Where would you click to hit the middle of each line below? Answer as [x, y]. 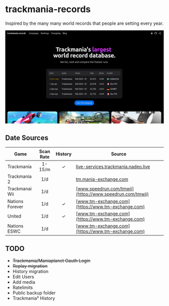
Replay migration [30, 266]
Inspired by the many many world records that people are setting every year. [84, 23]
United [14, 216]
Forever [15, 207]
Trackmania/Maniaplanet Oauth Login [51, 261]
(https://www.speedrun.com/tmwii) [112, 194]
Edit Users [23, 277]
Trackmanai [19, 189]
